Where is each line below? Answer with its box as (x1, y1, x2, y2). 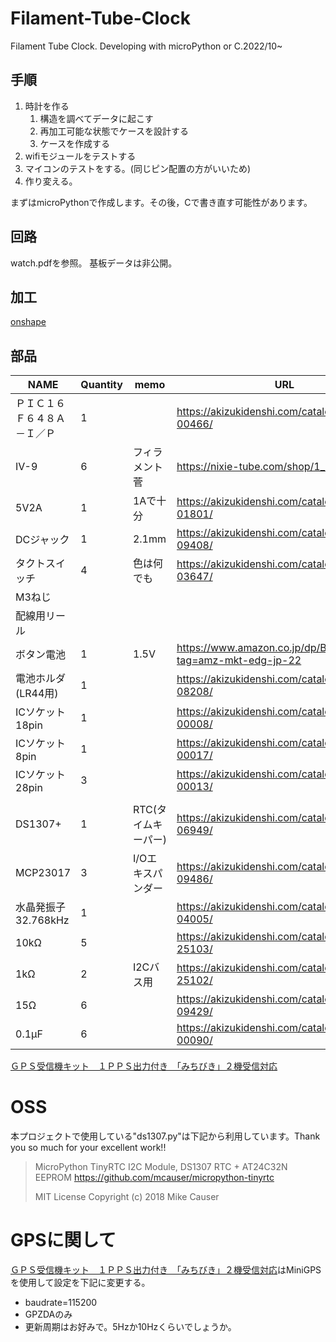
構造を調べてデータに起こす (39, 112, 154, 124)
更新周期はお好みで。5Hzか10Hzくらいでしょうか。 (24, 1321, 237, 1333)
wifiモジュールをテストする (24, 150, 137, 162)
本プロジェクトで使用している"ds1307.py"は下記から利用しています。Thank (10, 1130, 321, 1142)
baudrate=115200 (24, 1297, 98, 1309)
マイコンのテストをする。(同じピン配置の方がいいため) (24, 162, 252, 174)
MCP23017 (15, 866, 72, 880)
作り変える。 (24, 175, 78, 187)
